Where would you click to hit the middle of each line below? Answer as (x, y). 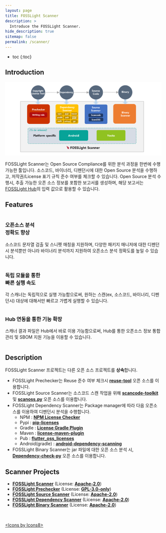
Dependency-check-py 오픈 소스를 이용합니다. (59, 456)
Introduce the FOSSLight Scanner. (45, 26)
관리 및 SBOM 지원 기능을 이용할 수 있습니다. (49, 337)
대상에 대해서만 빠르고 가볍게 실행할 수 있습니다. (62, 301)
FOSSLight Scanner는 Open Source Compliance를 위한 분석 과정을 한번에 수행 (83, 164)
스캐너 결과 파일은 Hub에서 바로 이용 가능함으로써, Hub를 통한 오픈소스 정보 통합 (83, 331)
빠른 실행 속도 (21, 282)
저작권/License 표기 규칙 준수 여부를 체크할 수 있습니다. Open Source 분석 (84, 176)
